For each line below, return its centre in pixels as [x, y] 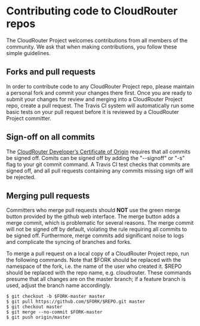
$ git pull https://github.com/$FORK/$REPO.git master [76, 302]
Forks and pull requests [51, 72]
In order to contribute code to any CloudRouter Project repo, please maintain [100, 86]
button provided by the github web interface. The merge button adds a [93, 216]
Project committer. [29, 118]
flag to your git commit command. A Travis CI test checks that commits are [98, 164]
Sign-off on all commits [51, 137]
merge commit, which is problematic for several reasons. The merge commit [100, 223]
